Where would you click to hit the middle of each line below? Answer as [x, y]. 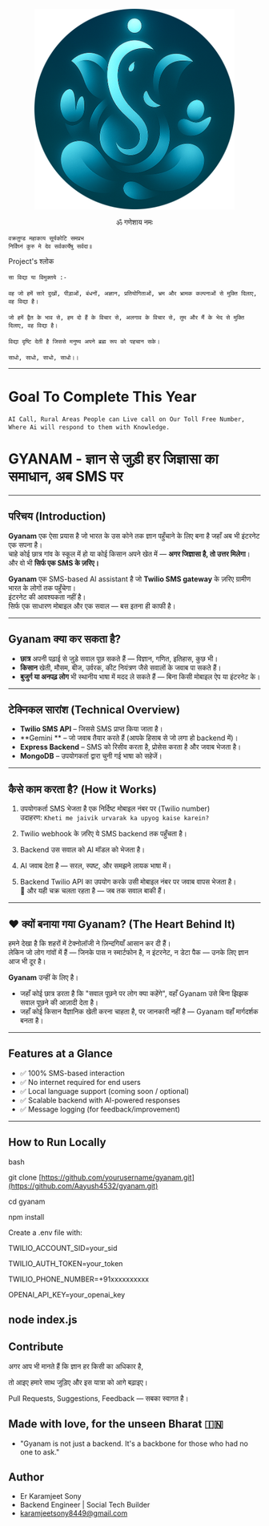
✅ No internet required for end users [80, 1082]
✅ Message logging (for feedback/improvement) [100, 1109]
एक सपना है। [25, 544]
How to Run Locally [57, 1142]
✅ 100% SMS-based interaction [72, 1073]
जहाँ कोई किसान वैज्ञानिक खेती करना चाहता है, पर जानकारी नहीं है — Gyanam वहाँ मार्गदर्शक [139, 1011]
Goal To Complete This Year [102, 397]
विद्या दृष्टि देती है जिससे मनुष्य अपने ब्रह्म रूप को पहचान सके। [84, 342]
